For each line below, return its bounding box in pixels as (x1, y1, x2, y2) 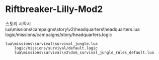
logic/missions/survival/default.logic (14, 45, 98, 50)
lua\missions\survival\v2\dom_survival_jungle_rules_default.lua (14, 50, 154, 55)
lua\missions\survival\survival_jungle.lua (5, 41, 98, 46)
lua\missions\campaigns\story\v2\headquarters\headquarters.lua (5, 26, 140, 32)
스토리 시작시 (5, 20, 31, 26)
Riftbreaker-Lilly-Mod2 (5, 3, 103, 15)
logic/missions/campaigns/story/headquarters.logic (5, 31, 112, 37)
